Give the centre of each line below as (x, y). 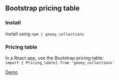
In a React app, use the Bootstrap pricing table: (55, 58)
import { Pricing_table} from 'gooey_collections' (60, 63)
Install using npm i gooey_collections (45, 34)
